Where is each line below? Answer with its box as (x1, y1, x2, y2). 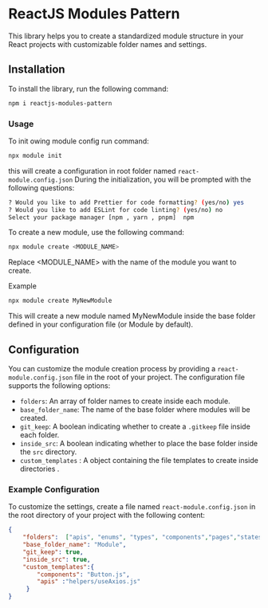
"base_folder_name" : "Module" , (22, 541, 127, 549)
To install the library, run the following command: (8, 84, 169, 93)
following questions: (8, 182, 75, 192)
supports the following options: (8, 380, 111, 390)
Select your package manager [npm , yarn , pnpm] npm (8, 213, 195, 222)
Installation (8, 63, 65, 76)
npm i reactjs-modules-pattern (8, 99, 112, 108)
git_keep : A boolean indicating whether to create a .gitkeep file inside (19, 422, 251, 431)
